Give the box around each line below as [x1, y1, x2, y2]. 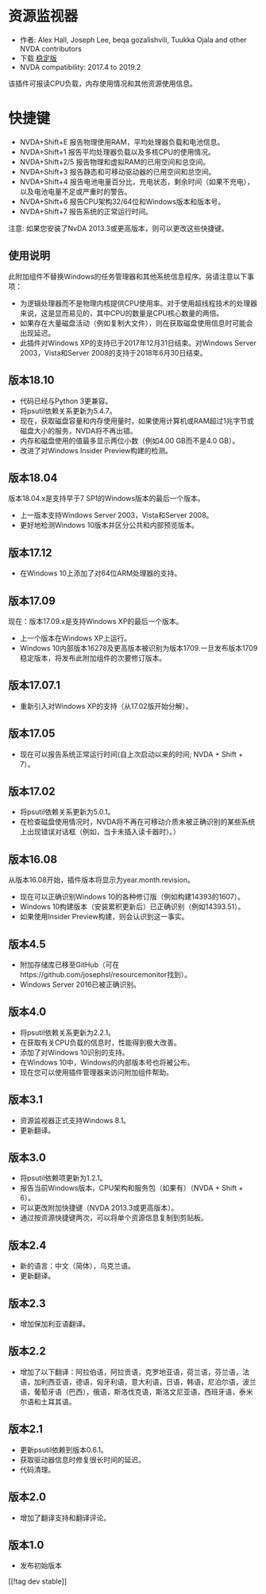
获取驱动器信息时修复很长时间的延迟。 [19, 1454, 145, 1465]
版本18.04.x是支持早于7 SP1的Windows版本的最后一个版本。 [8, 494, 205, 503]
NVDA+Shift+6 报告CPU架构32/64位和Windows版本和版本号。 [19, 196, 226, 206]
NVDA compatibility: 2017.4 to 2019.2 [19, 62, 141, 71]
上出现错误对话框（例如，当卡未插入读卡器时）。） [19, 827, 180, 837]
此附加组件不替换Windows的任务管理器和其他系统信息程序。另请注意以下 [8, 271, 248, 281]
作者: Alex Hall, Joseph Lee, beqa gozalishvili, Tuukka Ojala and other [19, 35, 248, 44]
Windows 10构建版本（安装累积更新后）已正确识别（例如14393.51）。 [19, 902, 245, 911]
